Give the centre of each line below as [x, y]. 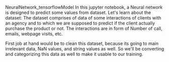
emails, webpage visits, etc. [34, 34]
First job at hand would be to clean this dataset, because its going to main [82, 43]
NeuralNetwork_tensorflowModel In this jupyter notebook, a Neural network [84, 7]
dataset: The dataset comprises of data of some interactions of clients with [83, 18]
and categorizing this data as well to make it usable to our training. [74, 54]
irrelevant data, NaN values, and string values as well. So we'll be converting [85, 49]
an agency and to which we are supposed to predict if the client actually [80, 23]
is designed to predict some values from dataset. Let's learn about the [78, 12]
